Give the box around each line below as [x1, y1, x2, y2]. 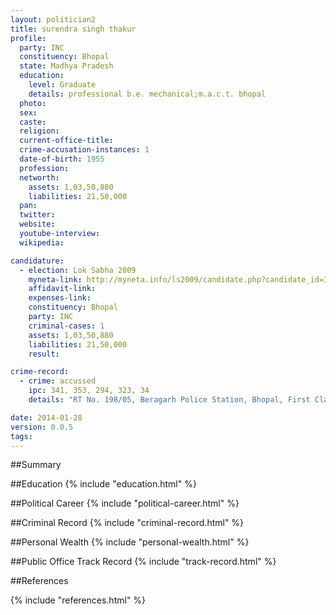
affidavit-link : [28, 284, 97, 294]
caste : [19, 117, 47, 127]
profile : [10, 33, 47, 43]
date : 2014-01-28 [10, 412, 83, 423]
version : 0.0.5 [10, 422, 74, 432]
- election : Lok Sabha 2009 [19, 265, 137, 275]
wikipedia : [19, 237, 65, 248]
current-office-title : [19, 136, 114, 146]
